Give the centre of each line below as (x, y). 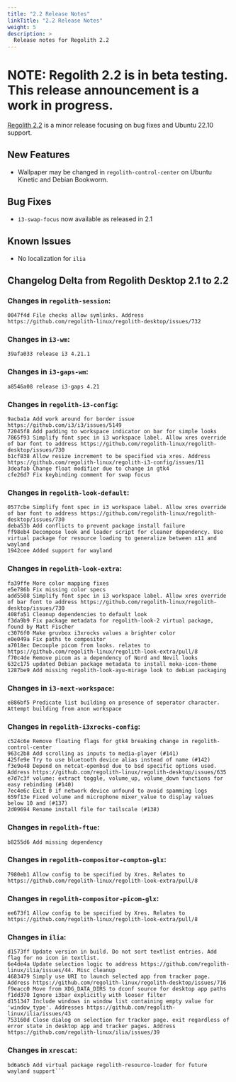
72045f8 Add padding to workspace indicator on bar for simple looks (112, 432)
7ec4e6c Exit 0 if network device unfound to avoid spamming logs (107, 791)
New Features (39, 155)
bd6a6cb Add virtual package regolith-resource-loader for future (107, 1065)
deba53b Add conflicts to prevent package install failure (96, 526)
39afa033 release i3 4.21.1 (49, 354)
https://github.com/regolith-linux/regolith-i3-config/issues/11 (106, 463)
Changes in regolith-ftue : (54, 827)
